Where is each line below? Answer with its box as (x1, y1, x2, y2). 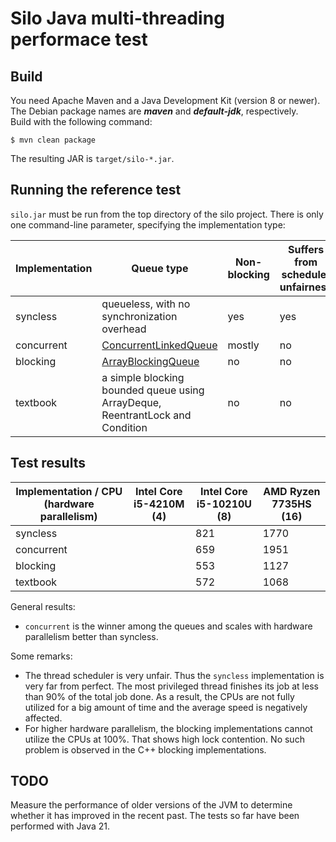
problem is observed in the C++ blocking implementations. (24, 743, 267, 756)
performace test (10, 28, 148, 51)
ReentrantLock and (101, 408, 192, 422)
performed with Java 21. (10, 820, 110, 832)
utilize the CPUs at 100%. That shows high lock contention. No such (24, 733, 305, 745)
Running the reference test (10, 182, 182, 199)
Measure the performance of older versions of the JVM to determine (10, 799, 293, 811)
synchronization (101, 309, 178, 323)
